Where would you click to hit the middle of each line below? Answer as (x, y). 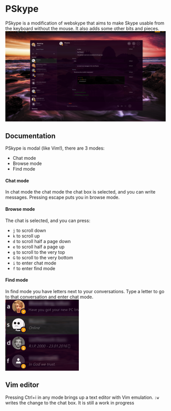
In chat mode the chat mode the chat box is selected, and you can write (80, 192)
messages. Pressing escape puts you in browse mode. (63, 198)
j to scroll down (29, 230)
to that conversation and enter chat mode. (49, 297)
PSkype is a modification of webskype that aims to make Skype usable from (85, 23)
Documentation (31, 136)
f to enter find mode (34, 268)
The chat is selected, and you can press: (48, 221)
